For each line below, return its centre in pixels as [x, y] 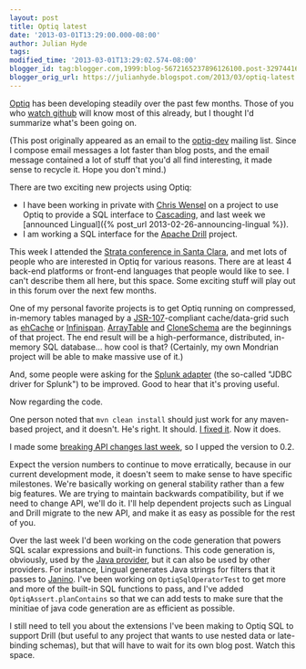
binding [24, 645]
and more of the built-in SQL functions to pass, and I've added [127, 589]
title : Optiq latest [49, 26]
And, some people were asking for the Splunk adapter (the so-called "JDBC [151, 374]
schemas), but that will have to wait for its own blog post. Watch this [168, 645]
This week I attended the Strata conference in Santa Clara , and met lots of [148, 251]
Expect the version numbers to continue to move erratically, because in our [150, 464]
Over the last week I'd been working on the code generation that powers [145, 540]
